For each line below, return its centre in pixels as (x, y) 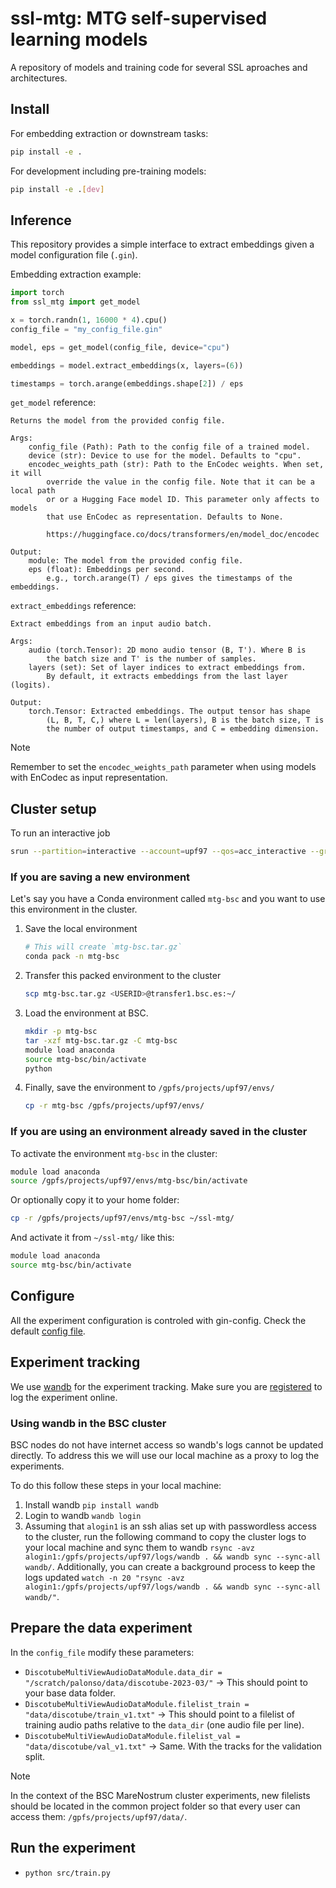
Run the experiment (73, 1848)
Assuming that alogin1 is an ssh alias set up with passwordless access (171, 1526)
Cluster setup (53, 808)
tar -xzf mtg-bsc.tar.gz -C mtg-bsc (101, 1040)
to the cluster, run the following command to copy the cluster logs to (165, 1536)
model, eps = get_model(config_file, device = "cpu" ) (120, 347)
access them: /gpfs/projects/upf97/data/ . (99, 1816)
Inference (41, 220)
